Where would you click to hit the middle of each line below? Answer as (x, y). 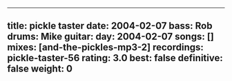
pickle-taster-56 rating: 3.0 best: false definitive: (115, 58)
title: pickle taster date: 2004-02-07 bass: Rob (110, 26)
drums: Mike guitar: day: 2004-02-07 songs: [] (110, 37)
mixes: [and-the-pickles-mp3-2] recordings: (105, 48)
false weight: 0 (40, 69)
